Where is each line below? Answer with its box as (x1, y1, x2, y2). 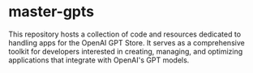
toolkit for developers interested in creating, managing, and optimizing (8, 46, 243, 56)
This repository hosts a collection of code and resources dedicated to (8, 29, 242, 39)
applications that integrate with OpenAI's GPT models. (8, 55, 190, 65)
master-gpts (8, 2, 95, 21)
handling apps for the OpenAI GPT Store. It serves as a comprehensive (8, 37, 245, 47)
